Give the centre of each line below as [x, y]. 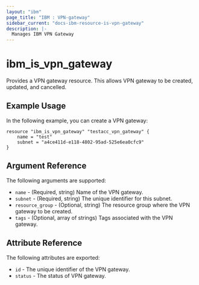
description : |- [27, 29]
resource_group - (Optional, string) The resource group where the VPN [103, 205]
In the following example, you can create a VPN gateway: [77, 121]
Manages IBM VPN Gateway [43, 34]
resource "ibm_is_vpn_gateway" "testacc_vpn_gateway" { [78, 131]
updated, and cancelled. [36, 87]
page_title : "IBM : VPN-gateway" [48, 17]
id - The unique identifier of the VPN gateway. [72, 269]
